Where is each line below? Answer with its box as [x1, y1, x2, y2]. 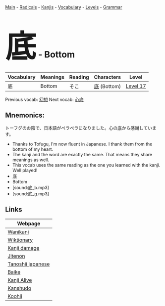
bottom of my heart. [12, 146, 54, 152]
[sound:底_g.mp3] [12, 190, 50, 197]
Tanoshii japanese [7, 261, 50, 267]
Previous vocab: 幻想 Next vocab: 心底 [5, 96, 84, 102]
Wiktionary [7, 236, 33, 243]
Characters [94, 74, 121, 81]
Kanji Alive [7, 276, 32, 283]
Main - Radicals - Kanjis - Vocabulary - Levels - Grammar [5, 4, 122, 10]
